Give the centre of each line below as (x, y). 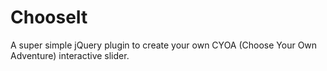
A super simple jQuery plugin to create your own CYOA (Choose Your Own (164, 45)
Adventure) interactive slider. (70, 55)
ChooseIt (49, 17)
